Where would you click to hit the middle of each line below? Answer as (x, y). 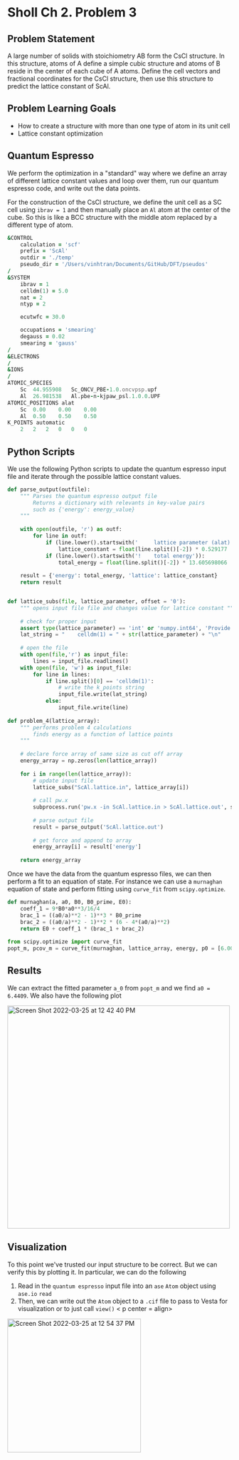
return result (41, 582)
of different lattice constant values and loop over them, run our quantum (113, 181)
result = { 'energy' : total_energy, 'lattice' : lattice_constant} (119, 576)
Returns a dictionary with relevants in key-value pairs (119, 503)
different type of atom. (40, 225)
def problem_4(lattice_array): (54, 721)
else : (53, 701)
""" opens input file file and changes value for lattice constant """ (128, 608)
